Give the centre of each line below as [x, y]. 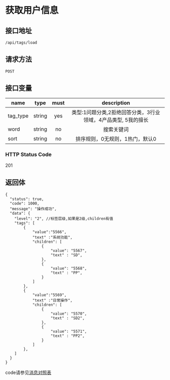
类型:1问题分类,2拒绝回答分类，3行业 [116, 112]
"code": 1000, [25, 203]
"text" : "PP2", [68, 336]
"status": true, [27, 199]
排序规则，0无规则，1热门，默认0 [116, 139]
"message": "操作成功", [33, 209]
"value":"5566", [49, 232]
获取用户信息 [32, 10]
